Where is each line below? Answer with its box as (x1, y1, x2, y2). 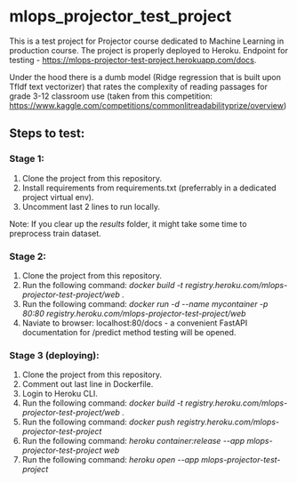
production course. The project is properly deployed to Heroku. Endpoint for (9, 44, 289, 55)
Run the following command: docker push (21, 416, 175, 428)
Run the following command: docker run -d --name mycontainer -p (21, 298, 269, 309)
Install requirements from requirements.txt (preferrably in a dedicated (21, 182, 277, 193)
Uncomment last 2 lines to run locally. (21, 201, 160, 212)
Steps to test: (9, 126, 85, 141)
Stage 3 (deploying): (9, 349, 100, 361)
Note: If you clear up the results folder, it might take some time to (9, 218, 247, 229)
